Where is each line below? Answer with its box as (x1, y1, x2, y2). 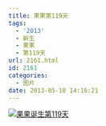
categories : (8, 71, 48, 79)
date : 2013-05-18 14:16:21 (8, 86, 99, 95)
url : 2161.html (8, 57, 59, 65)
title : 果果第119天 (8, 11, 69, 20)
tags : (8, 19, 26, 27)
